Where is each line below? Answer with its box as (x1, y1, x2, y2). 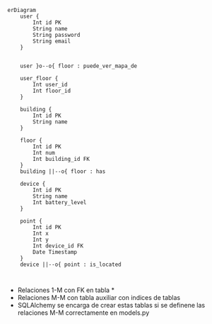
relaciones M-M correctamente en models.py (17, 308, 150, 317)
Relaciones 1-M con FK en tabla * (17, 286, 115, 294)
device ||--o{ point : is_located (20, 261, 122, 268)
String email (33, 38, 71, 45)
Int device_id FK (33, 242, 83, 250)
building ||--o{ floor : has (20, 168, 106, 175)
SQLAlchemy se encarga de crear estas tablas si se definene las (17, 301, 206, 309)
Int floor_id (33, 87, 71, 94)
